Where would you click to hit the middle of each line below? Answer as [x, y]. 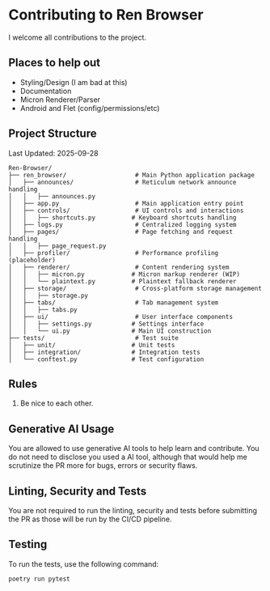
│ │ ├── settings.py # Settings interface [106, 324]
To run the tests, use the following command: [84, 563]
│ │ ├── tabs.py [43, 309]
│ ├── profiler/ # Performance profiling [114, 253]
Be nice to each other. [57, 403]
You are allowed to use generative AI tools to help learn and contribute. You [134, 449]
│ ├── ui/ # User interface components [120, 317]
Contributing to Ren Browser [106, 15]
